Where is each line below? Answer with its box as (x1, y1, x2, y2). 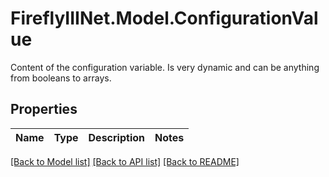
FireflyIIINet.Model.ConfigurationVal (10, 7, 319, 30)
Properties (10, 101, 78, 118)
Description (88, 130, 145, 144)
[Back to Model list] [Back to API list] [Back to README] (10, 155, 240, 167)
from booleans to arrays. (10, 72, 112, 84)
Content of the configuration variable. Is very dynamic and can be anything (10, 61, 320, 73)
